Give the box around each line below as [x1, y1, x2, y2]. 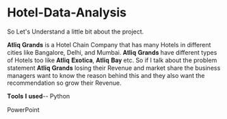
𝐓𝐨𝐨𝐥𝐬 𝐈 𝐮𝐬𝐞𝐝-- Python [7, 92, 70, 100]
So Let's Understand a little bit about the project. [7, 27, 144, 36]
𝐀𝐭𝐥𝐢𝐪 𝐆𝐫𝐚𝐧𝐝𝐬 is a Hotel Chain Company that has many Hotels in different [7, 40, 211, 49]
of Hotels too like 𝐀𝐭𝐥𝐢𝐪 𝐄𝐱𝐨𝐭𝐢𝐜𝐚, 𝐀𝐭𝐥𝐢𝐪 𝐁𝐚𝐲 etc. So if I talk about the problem [7, 56, 217, 64]
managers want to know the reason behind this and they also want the [7, 71, 205, 79]
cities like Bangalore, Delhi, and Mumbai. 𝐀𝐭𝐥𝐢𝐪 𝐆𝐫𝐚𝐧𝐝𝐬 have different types [7, 48, 217, 56]
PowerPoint [7, 105, 40, 114]
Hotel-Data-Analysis [7, 5, 126, 21]
